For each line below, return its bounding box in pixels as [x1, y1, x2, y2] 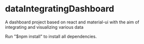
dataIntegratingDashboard [5, 3, 114, 14]
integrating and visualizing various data [5, 24, 84, 30]
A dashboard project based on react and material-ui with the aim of [5, 19, 140, 25]
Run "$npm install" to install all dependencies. [5, 33, 97, 39]
